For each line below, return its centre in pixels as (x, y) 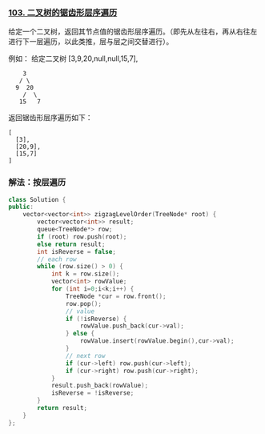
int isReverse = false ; (76, 251)
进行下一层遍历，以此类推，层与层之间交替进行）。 (91, 42)
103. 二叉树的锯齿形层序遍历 (63, 12)
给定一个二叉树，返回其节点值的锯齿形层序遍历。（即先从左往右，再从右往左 (133, 32)
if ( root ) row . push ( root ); (82, 237)
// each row (57, 259)
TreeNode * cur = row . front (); (116, 296)
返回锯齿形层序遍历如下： (50, 118)
